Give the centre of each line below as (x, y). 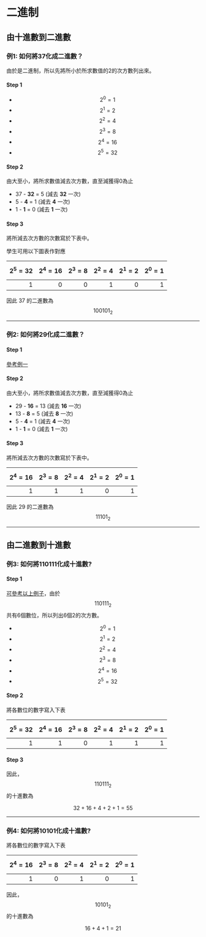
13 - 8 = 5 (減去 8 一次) (44, 413)
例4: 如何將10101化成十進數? (49, 830)
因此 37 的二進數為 (30, 300)
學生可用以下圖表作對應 (36, 251)
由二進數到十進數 (39, 545)
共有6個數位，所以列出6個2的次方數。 (54, 615)
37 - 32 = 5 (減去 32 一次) (48, 194)
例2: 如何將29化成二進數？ (46, 335)
